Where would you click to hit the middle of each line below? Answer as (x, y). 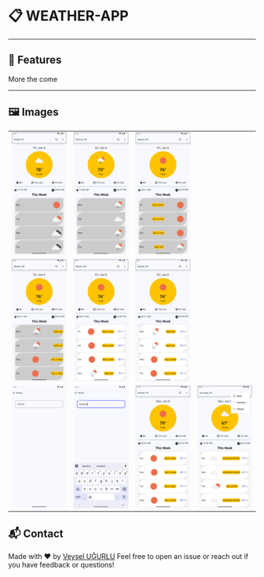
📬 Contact (36, 533)
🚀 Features (35, 60)
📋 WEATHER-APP (68, 16)
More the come (33, 79)
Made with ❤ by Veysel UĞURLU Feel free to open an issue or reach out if (128, 557)
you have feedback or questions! (61, 565)
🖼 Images (33, 112)
